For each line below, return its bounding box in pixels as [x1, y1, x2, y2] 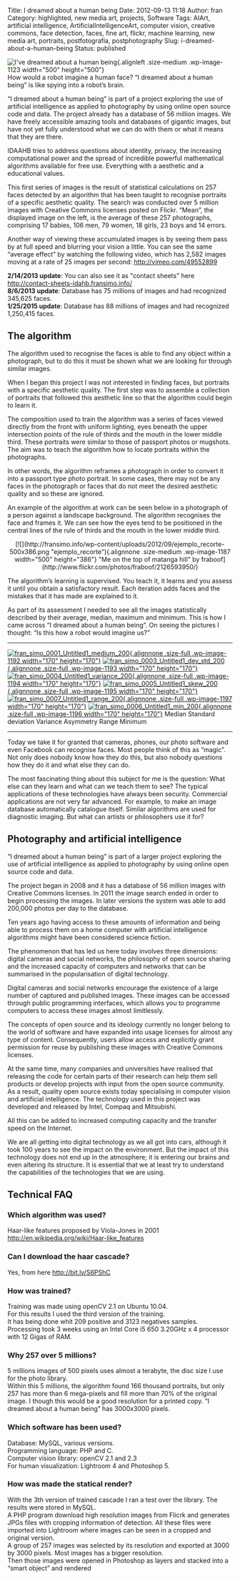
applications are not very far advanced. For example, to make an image [7, 797, 216, 806]
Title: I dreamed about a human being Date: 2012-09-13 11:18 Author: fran [7, 6, 223, 14]
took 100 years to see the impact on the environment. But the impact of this [7, 1145, 229, 1154]
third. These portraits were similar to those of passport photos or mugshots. [7, 437, 231, 446]
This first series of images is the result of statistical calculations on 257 [7, 183, 216, 192]
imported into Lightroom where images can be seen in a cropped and [7, 1525, 211, 1534]
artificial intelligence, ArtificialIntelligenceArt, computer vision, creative [7, 21, 216, 29]
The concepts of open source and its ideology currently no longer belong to [7, 1020, 231, 1029]
